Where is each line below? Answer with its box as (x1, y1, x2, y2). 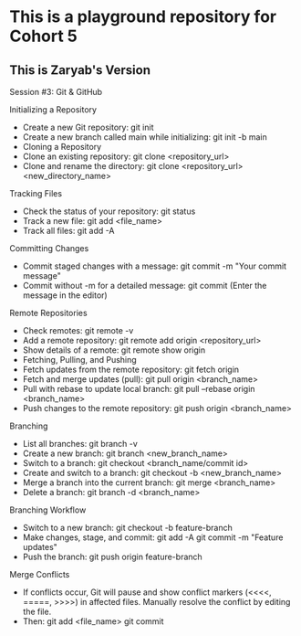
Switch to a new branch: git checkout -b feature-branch (22, 523, 233, 533)
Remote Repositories (9, 308, 88, 318)
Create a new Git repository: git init (22, 122, 154, 132)
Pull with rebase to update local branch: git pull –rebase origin (22, 384, 255, 394)
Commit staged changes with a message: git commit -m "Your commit (22, 260, 287, 271)
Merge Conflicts (9, 569, 70, 579)
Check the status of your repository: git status (22, 206, 196, 217)
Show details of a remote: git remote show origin (22, 344, 206, 355)
